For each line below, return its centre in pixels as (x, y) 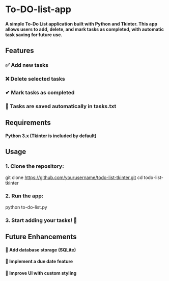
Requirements (28, 123)
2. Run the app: (24, 196)
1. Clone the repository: (35, 166)
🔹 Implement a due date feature (39, 262)
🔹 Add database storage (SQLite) (41, 250)
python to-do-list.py (26, 207)
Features (20, 51)
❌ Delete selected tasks (35, 79)
